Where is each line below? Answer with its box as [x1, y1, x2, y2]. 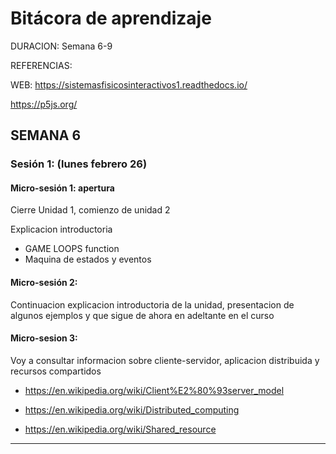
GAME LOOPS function [24, 243, 120, 255]
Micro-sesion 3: [10, 332, 78, 344]
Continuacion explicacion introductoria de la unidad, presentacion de [10, 298, 295, 311]
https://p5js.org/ [10, 98, 78, 110]
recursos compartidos [10, 365, 102, 377]
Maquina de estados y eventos [24, 253, 152, 266]
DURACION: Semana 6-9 [10, 40, 113, 52]
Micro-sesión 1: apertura [10, 182, 115, 194]
